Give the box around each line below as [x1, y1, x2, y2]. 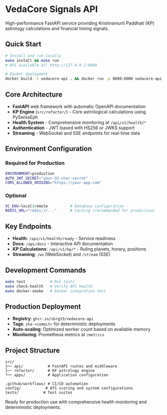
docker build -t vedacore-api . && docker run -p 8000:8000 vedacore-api [5, 76, 162, 81]
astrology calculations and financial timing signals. [5, 25, 109, 31]
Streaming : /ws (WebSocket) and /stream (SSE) [12, 252, 111, 258]
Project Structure [5, 346, 60, 354]
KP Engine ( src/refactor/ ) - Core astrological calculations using [12, 109, 146, 115]
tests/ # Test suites [5, 390, 72, 395]
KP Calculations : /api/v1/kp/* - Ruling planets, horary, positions [12, 246, 146, 252]
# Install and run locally [5, 53, 61, 58]
